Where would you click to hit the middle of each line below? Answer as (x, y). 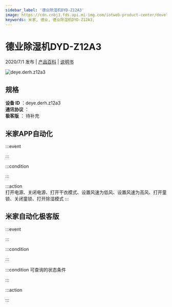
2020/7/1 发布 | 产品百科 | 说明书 (40, 62)
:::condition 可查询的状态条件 (36, 269)
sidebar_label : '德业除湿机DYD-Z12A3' (45, 10)
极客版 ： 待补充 (22, 116)
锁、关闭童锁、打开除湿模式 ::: (37, 198)
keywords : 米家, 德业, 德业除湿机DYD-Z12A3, (50, 20)
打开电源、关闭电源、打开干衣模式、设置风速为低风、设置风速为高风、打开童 (86, 192)
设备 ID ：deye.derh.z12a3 (33, 103)
